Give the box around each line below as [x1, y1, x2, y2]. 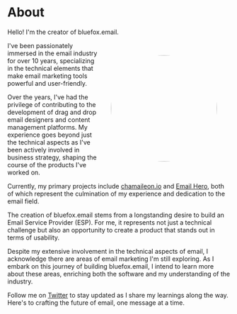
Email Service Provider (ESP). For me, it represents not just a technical [7, 218, 212, 227]
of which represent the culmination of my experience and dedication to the [7, 189, 225, 198]
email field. [7, 196, 40, 206]
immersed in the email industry [7, 49, 98, 57]
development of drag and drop [7, 108, 97, 116]
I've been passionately [7, 41, 73, 50]
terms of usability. [7, 233, 60, 242]
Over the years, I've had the [7, 93, 88, 101]
